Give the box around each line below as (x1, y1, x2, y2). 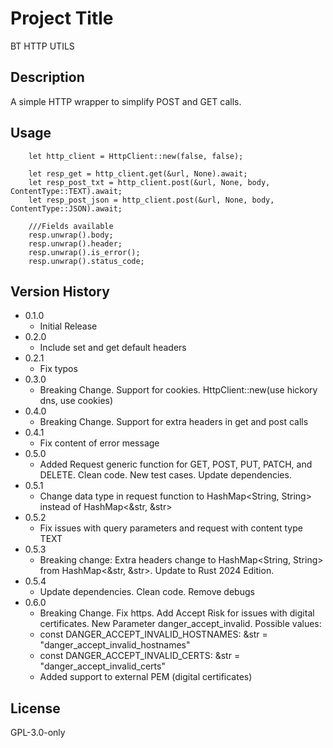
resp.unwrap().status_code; (28, 256, 145, 266)
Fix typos (39, 363, 78, 375)
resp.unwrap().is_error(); (28, 247, 141, 257)
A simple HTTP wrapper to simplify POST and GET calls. (10, 95, 242, 107)
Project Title (10, 7, 114, 30)
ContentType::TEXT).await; (10, 186, 123, 196)
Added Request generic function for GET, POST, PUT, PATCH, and (39, 458, 313, 471)
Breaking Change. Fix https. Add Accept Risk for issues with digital (39, 607, 315, 619)
